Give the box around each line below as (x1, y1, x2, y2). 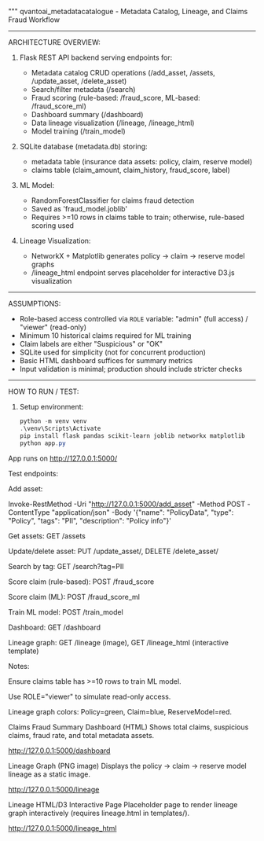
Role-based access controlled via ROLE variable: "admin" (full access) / (19, 314, 249, 323)
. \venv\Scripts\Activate (19, 424, 101, 432)
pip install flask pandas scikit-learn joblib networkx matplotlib (19, 432, 245, 439)
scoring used (31, 221, 75, 230)
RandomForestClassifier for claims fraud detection (31, 196, 195, 205)
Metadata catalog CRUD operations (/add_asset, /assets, (31, 68, 216, 77)
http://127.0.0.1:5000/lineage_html (8, 823, 117, 832)
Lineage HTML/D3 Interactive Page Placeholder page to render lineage (8, 799, 238, 809)
